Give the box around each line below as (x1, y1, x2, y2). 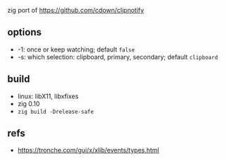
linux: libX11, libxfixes (17, 92, 79, 100)
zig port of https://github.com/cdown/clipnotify (7, 6, 145, 14)
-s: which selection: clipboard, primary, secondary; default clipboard (17, 52, 219, 61)
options (7, 26, 42, 38)
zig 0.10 (17, 99, 40, 108)
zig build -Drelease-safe (17, 108, 94, 115)
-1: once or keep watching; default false (17, 45, 135, 54)
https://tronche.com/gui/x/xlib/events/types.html (17, 146, 159, 155)
